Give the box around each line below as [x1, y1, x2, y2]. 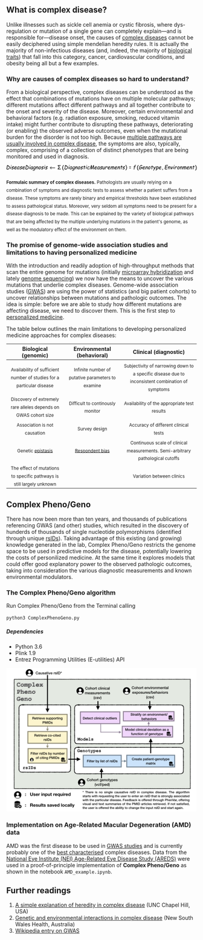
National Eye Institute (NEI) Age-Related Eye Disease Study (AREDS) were [6, 855, 190, 862]
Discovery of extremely [11, 396, 59, 402]
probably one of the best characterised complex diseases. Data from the [6, 848, 187, 856]
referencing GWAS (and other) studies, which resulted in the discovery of [6, 522, 189, 529]
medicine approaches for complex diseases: [6, 332, 117, 339]
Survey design [77, 426, 108, 432]
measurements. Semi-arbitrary [126, 448, 192, 454]
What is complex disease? [6, 5, 108, 15]
